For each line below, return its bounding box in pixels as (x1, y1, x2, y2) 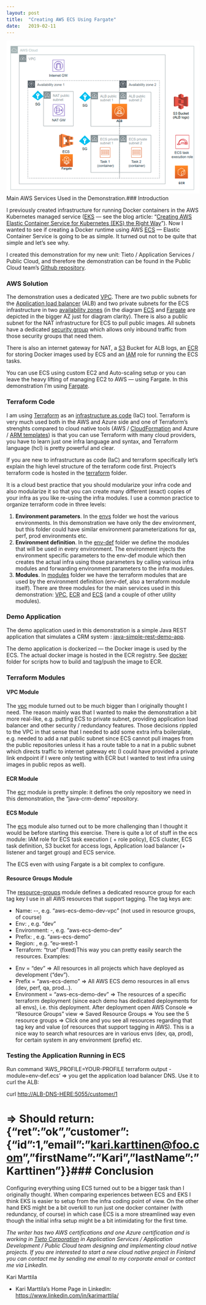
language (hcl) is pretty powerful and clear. (6, 444, 115, 451)
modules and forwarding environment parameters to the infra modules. (15, 565, 195, 572)
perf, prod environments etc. (15, 532, 88, 540)
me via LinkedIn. (6, 1261, 48, 1269)
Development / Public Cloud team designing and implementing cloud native (6, 1242, 197, 1249)
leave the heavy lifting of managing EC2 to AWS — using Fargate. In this (6, 376, 188, 383)
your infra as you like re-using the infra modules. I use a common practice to (6, 494, 200, 501)
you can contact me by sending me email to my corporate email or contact (6, 1255, 196, 1262)
